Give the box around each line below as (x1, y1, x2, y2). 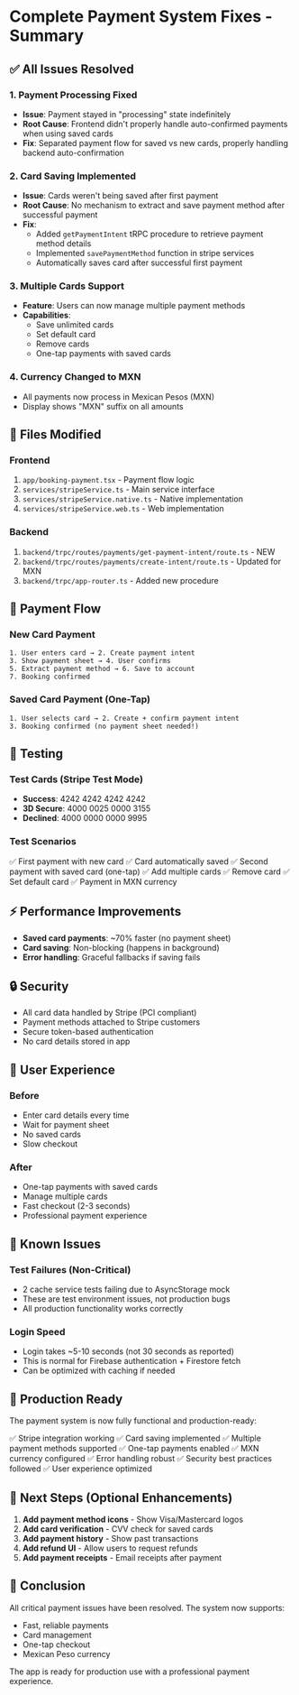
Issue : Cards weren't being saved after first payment (22, 190, 219, 201)
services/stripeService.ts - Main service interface (22, 484, 215, 495)
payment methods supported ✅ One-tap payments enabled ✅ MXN (9, 1443, 259, 1454)
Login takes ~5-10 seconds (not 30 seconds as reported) (22, 1346, 235, 1357)
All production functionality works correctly (22, 1303, 184, 1314)
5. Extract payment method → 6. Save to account (9, 665, 195, 674)
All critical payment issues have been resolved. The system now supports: (9, 1602, 285, 1613)
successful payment (22, 209, 98, 220)
